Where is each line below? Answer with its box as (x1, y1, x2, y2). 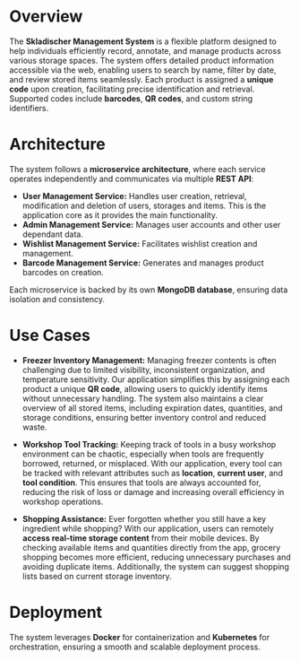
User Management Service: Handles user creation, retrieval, (21, 190, 247, 201)
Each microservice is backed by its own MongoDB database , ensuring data (9, 284, 288, 295)
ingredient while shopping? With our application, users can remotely (21, 523, 275, 534)
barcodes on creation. (21, 266, 105, 277)
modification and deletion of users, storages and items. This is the (21, 200, 267, 211)
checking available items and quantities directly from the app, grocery (21, 542, 281, 552)
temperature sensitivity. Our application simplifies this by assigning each (21, 374, 290, 385)
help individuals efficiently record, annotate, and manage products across (9, 45, 282, 56)
